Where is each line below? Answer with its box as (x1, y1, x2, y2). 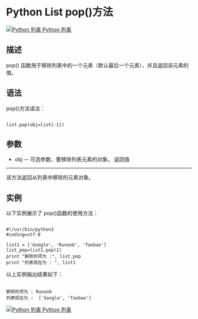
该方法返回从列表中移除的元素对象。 (6, 174, 94, 181)
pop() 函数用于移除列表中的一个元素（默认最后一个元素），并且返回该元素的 (6, 61, 189, 68)
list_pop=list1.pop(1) (6, 247, 62, 254)
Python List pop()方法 (6, 5, 114, 19)
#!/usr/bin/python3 (6, 226, 54, 233)
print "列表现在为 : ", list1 (6, 260, 76, 266)
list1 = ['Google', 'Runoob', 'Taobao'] (6, 242, 107, 248)
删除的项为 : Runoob (6, 289, 52, 295)
